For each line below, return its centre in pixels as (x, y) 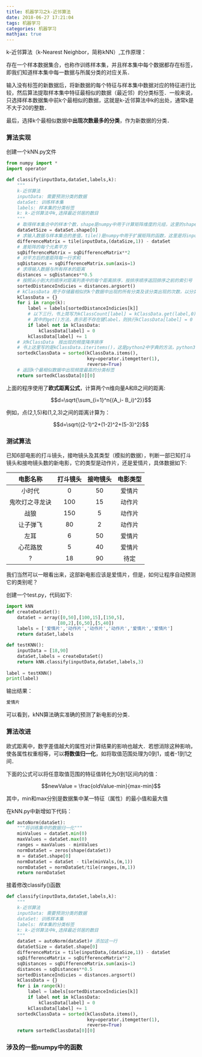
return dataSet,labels (45, 634)
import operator (26, 169)
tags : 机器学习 (23, 23)
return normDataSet (41, 873)
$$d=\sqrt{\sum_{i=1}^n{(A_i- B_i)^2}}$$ (101, 400)
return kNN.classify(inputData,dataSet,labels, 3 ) (81, 662)
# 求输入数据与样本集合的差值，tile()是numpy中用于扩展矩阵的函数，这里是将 (102, 235)
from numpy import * (32, 163)
